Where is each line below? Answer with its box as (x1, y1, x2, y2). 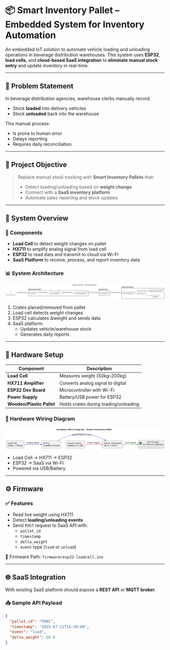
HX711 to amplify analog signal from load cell (12, 246, 107, 252)
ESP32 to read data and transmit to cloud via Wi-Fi (12, 251, 119, 258)
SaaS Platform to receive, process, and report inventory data (12, 257, 140, 263)
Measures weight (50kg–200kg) (59, 373, 127, 379)
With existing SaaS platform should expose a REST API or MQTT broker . (5, 587, 156, 593)
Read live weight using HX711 (12, 511, 74, 518)
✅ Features (5, 500, 33, 507)
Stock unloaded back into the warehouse (12, 111, 99, 117)
